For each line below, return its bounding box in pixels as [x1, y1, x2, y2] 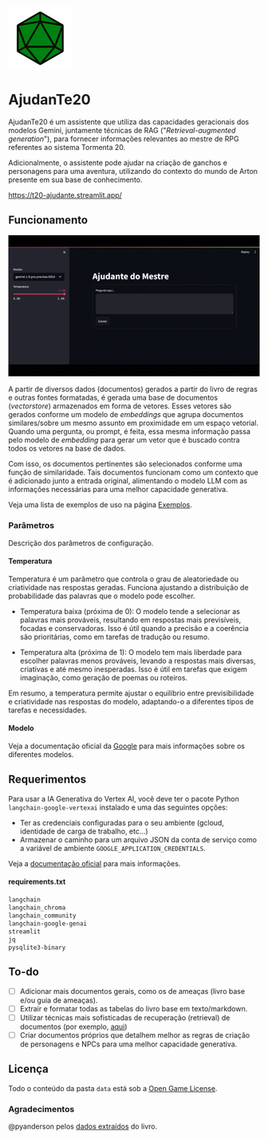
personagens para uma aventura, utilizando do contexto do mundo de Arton [8, 166, 258, 175]
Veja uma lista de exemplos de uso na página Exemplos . [8, 500, 193, 510]
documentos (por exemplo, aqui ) [19, 1022, 128, 1031]
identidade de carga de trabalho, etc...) [19, 826, 149, 836]
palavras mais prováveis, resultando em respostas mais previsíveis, [19, 615, 242, 625]
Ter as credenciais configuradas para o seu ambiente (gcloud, [19, 818, 225, 827]
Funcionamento [8, 214, 89, 227]
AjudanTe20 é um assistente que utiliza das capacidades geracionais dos [8, 116, 250, 126]
